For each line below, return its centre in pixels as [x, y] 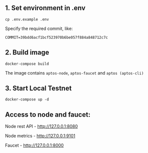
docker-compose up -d [27, 100]
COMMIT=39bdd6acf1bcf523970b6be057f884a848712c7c [57, 37]
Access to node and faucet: [48, 115]
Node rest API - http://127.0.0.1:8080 [42, 127]
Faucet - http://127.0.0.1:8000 [34, 145]
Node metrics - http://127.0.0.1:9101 [40, 136]
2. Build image [27, 53]
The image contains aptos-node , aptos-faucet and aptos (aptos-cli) [74, 73]
